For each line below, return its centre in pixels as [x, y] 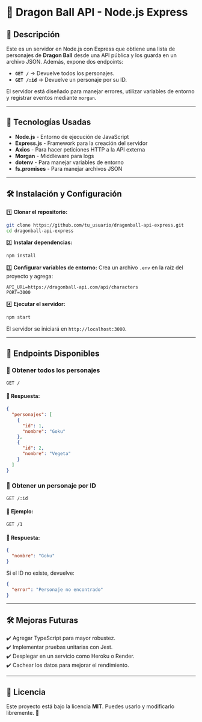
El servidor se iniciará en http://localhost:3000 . [66, 329]
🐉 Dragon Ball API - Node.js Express [97, 12]
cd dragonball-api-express [40, 231]
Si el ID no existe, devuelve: [41, 573]
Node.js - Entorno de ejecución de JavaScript [72, 136]
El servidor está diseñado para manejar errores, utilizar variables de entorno [100, 91]
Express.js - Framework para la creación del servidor [81, 143]
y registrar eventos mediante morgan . [51, 98]
